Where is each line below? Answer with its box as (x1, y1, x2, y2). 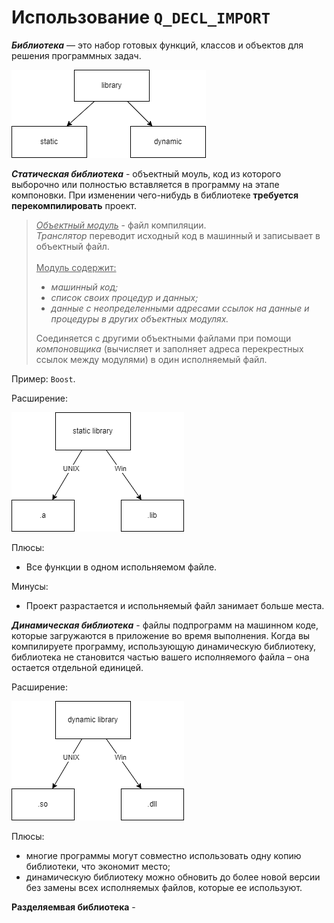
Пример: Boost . (11, 372, 76, 385)
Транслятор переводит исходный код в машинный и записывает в (35, 229, 321, 241)
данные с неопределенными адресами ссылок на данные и (50, 302, 310, 314)
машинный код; (50, 281, 119, 293)
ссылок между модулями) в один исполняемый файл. (35, 353, 268, 365)
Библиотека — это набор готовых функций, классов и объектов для (11, 39, 304, 51)
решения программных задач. (11, 49, 142, 61)
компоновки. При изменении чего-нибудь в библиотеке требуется (11, 189, 299, 201)
